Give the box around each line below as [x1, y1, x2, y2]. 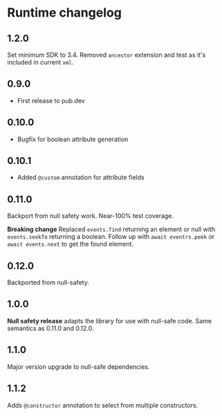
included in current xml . [7, 58, 74, 66]
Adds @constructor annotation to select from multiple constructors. [7, 401, 198, 409]
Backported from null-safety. [7, 278, 90, 287]
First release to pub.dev [17, 96, 85, 105]
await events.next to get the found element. [7, 240, 133, 248]
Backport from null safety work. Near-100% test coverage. [7, 212, 174, 220]
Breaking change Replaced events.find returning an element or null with [7, 225, 216, 233]
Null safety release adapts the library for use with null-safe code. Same [7, 316, 212, 325]
